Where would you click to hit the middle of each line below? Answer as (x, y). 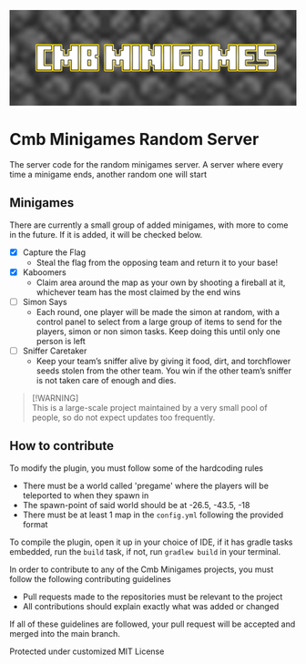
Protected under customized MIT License (87, 651)
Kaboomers (44, 272)
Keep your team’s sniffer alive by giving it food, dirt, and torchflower (163, 361)
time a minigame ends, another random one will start (108, 174)
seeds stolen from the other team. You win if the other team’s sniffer (164, 371)
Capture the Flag (54, 252)
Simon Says (45, 301)
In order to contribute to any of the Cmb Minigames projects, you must (142, 569)
